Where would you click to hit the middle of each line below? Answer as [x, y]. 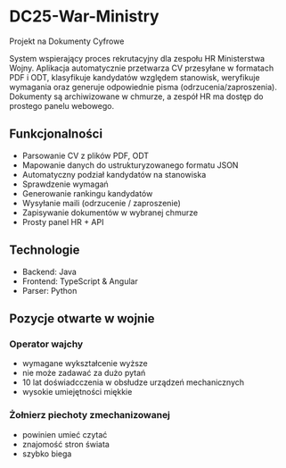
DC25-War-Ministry [84, 17]
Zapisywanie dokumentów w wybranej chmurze [110, 213]
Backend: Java [49, 272]
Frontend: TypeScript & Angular [80, 281]
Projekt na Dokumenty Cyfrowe [67, 41]
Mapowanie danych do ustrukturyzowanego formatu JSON [130, 165]
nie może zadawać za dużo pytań [84, 373]
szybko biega [47, 454]
